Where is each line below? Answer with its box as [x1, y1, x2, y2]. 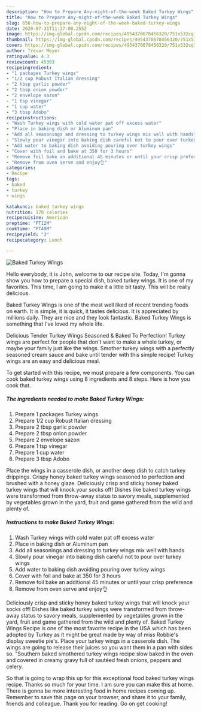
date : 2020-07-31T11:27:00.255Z [6, 25, 87, 32]
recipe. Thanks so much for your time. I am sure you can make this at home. [6, 681, 194, 688]
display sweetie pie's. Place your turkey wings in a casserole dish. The [6, 637, 180, 645]
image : [6, 31, 23, 37]
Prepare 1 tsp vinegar [14, 442, 68, 450]
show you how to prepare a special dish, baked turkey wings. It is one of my [6, 276, 194, 284]
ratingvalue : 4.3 [6, 53, 50, 59]
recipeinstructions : [6, 115, 58, 121]
